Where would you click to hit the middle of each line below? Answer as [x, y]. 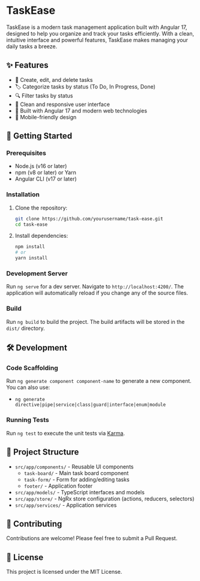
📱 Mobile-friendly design [46, 117]
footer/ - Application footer [58, 486]
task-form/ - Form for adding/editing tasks [77, 479]
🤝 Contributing [34, 524]
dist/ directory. [26, 328]
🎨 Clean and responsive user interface [62, 104]
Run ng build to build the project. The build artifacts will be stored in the [95, 322]
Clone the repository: [41, 208]
